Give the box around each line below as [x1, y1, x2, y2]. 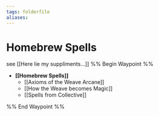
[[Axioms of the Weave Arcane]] [24, 79, 105, 86]
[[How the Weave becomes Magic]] [24, 85, 113, 92]
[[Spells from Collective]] [24, 91, 86, 98]
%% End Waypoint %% [6, 103, 65, 111]
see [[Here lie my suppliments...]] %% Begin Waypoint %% [6, 60, 154, 68]
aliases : [6, 14, 28, 21]
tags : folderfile [6, 8, 50, 15]
